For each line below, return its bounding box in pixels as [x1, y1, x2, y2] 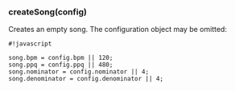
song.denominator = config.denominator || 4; [8, 75, 163, 83]
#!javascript [8, 40, 52, 48]
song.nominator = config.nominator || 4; [8, 68, 150, 76]
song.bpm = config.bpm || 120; [8, 54, 113, 62]
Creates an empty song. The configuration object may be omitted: [8, 25, 228, 34]
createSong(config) [8, 6, 87, 18]
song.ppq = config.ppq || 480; [8, 61, 113, 69]
